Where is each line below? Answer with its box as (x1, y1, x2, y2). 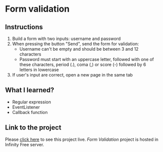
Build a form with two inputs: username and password (12, 36, 121, 41)
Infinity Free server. (5, 141, 44, 147)
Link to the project (5, 123, 61, 132)
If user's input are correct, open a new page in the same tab (12, 72, 133, 77)
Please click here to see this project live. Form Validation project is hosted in (5, 136, 159, 142)
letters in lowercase (19, 67, 60, 73)
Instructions (5, 23, 43, 31)
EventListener (12, 104, 40, 110)
